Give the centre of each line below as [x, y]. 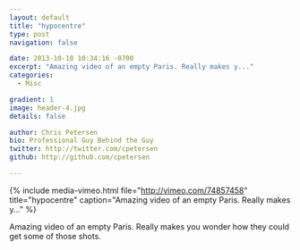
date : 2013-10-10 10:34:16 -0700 [72, 59]
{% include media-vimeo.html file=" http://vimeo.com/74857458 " [129, 190]
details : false [38, 116]
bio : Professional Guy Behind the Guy [81, 141]
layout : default [39, 17]
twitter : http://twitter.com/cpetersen [84, 149]
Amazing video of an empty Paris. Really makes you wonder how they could [149, 226]
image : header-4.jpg [48, 108]
